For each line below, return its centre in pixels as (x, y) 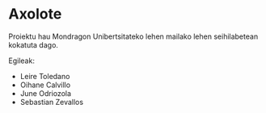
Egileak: (21, 61)
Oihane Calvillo (45, 85)
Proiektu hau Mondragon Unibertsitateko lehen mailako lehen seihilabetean (133, 36)
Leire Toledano (45, 76)
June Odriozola (45, 93)
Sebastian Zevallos (51, 102)
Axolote (35, 14)
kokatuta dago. (34, 44)
